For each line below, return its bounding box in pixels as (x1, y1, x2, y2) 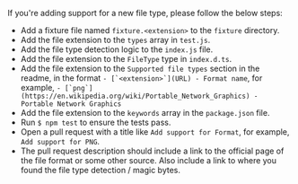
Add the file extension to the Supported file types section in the (20, 63, 260, 74)
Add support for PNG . (20, 136, 100, 146)
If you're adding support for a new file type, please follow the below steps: (7, 8, 283, 18)
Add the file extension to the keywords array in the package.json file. (20, 108, 270, 118)
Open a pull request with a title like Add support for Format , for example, (20, 127, 290, 137)
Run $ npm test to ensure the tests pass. (20, 117, 171, 127)
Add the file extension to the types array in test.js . (20, 35, 211, 45)
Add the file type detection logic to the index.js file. (20, 44, 214, 55)
